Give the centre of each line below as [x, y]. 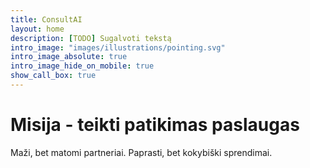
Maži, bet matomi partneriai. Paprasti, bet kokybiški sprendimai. [141, 152]
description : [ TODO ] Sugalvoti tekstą [91, 38]
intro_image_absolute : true [69, 57]
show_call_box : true [53, 76]
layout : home [37, 29]
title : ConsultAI [46, 19]
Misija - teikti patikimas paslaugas [155, 125]
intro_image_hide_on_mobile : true [82, 66]
